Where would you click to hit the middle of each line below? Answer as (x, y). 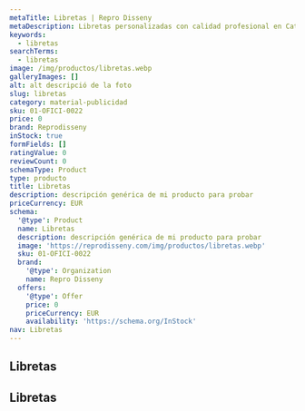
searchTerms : (34, 52)
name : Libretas (46, 229)
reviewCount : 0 (38, 161)
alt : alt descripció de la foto (70, 85)
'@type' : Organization (69, 271)
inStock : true (36, 136)
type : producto (38, 178)
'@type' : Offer (54, 296)
